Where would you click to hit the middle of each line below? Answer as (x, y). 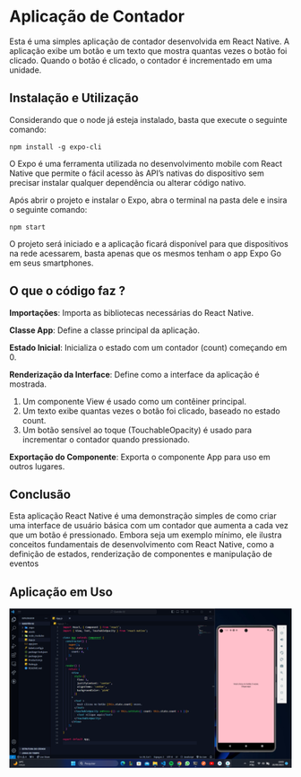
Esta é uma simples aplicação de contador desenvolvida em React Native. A (149, 41)
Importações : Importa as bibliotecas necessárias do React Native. (131, 312)
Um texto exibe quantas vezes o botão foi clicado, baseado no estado (151, 411)
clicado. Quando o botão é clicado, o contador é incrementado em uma (141, 60)
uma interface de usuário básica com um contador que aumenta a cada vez (149, 526)
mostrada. (28, 384)
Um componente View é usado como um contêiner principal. (134, 401)
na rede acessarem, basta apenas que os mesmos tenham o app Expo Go (146, 253)
